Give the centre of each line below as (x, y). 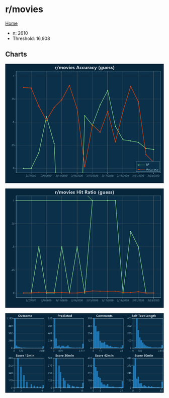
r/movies (24, 9)
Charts (16, 54)
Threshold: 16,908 (31, 38)
